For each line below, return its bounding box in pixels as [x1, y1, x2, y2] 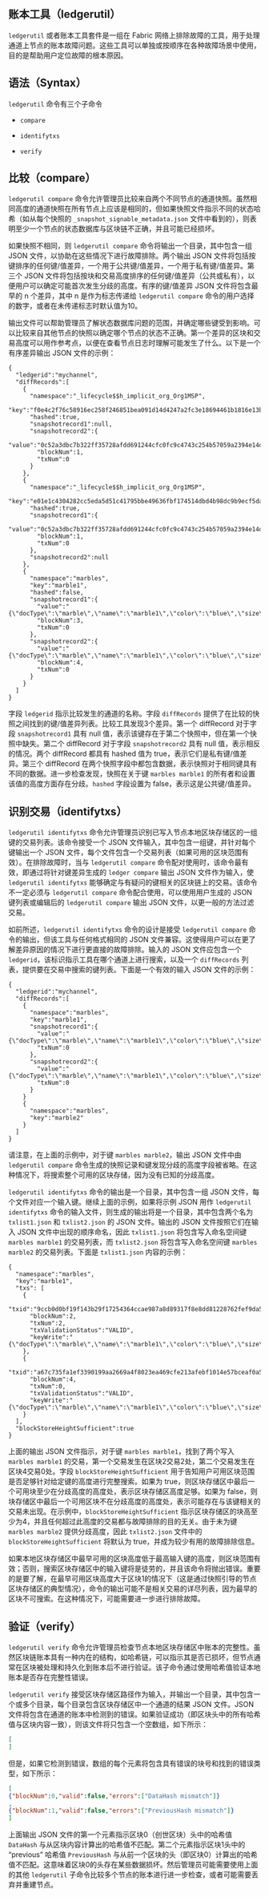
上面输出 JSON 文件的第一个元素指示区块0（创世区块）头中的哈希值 [8, 1830, 232, 1839]
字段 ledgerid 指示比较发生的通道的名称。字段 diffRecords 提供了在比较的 [8, 708, 253, 719]
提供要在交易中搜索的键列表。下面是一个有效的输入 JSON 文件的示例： [22, 965, 256, 975]
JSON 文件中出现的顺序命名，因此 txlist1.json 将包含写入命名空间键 [17, 1227, 247, 1237]
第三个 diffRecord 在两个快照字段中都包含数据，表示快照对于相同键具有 [22, 759, 258, 769]
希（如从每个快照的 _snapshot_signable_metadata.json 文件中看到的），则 [8, 214, 250, 224]
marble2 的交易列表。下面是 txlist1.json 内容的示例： [8, 1247, 188, 1257]
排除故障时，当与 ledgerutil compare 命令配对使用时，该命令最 [32, 858, 242, 867]
